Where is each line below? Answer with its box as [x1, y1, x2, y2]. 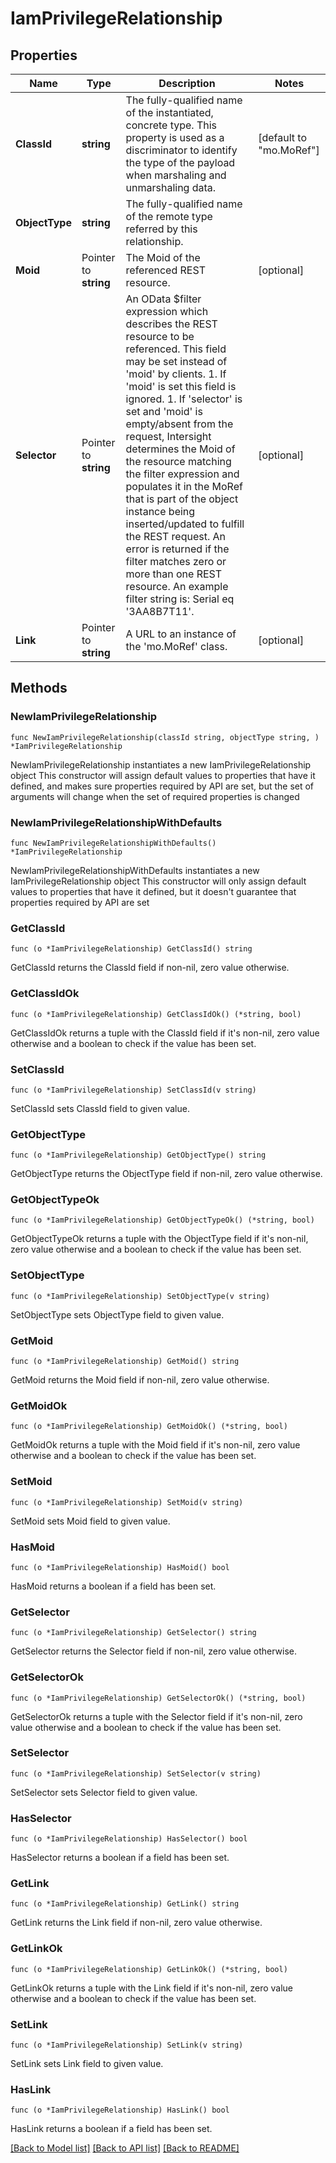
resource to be [125, 330, 195, 343]
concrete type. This [125, 118, 218, 132]
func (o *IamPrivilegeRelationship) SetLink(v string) [10, 2040, 244, 2051]
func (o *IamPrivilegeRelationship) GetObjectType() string [10, 1150, 267, 1161]
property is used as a [125, 131, 225, 144]
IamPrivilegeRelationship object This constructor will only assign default [10, 875, 307, 887]
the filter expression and [125, 467, 240, 481]
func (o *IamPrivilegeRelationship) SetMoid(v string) [10, 1497, 244, 1507]
